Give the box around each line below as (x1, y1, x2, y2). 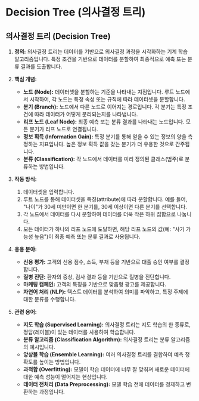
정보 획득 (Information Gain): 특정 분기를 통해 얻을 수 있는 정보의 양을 (23, 133, 187, 140)
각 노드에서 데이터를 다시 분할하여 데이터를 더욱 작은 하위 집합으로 (23, 211, 176, 218)
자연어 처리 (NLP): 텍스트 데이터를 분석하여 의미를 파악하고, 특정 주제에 (23, 288, 188, 295)
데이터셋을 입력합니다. (23, 189, 75, 195)
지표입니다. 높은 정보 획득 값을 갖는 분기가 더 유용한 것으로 (39, 141, 174, 147)
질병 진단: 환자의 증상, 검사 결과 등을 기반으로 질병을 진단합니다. (23, 273, 171, 280)
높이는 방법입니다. (39, 359, 81, 365)
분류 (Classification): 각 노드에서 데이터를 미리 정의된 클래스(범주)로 (23, 156, 184, 162)
